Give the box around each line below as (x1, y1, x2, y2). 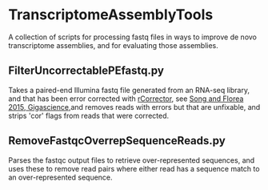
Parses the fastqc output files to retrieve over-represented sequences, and (8, 155, 255, 165)
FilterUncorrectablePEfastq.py (8, 64, 164, 78)
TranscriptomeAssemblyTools (8, 6, 214, 24)
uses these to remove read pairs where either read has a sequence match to (8, 164, 260, 173)
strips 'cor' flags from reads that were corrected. (8, 111, 170, 120)
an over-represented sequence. (8, 172, 114, 182)
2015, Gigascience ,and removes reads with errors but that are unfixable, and (8, 102, 261, 111)
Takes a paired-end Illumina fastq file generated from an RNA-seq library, (8, 85, 250, 95)
